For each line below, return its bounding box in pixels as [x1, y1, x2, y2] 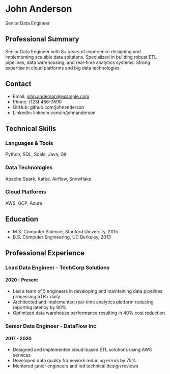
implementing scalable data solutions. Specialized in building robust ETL [5, 54, 157, 60]
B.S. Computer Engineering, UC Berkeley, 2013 [12, 234, 111, 240]
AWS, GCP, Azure [5, 200, 42, 206]
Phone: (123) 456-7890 [12, 98, 62, 105]
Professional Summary [5, 35, 79, 43]
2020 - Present [5, 277, 38, 283]
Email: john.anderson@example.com [12, 93, 90, 99]
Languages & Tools [5, 139, 53, 146]
